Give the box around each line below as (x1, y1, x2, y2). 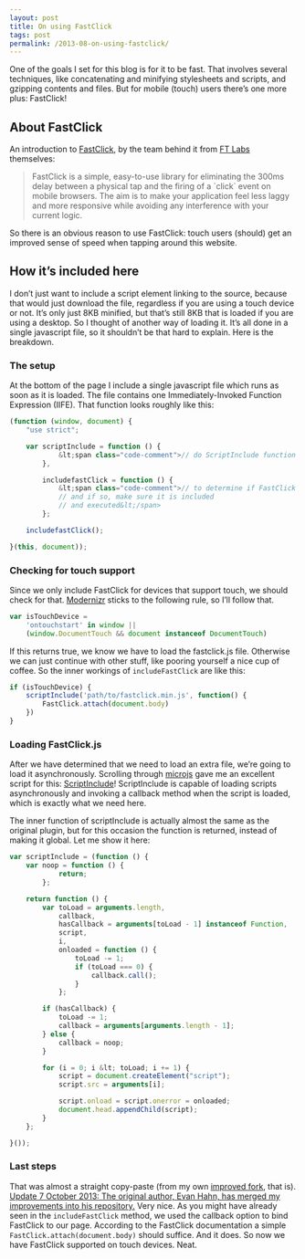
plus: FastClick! (9, 93, 68, 104)
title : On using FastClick (9, 22, 112, 31)
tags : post (9, 30, 51, 39)
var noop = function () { (26, 861, 125, 870)
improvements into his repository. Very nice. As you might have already (9, 1200, 278, 1211)
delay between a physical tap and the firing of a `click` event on (31, 181, 271, 192)
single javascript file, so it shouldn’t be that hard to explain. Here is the (9, 326, 274, 338)
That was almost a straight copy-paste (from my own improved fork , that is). (9, 1180, 297, 1191)
